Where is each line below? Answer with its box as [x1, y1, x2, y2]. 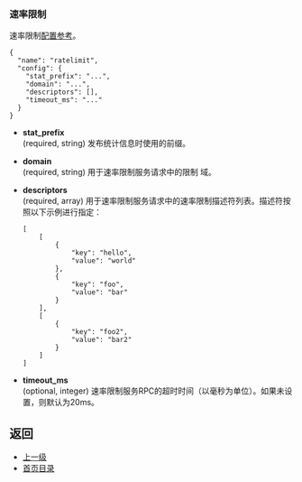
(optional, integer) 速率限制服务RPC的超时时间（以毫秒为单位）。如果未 [22, 385, 286, 396]
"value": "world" [70, 256, 137, 265]
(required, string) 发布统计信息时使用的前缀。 [22, 138, 191, 149]
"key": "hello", [70, 248, 133, 258]
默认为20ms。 [46, 397, 99, 408]
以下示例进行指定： [30, 207, 102, 218]
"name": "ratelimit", [17, 56, 99, 65]
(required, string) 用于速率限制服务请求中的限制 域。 [22, 167, 216, 178]
